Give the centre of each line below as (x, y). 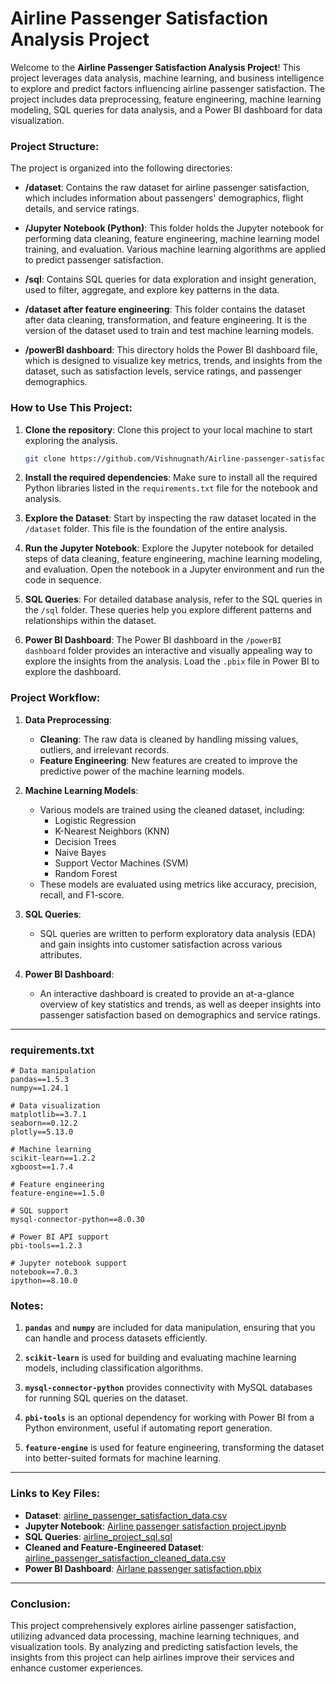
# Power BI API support (60, 1237)
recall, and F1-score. (82, 894)
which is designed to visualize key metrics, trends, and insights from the (173, 361)
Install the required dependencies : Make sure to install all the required (171, 478)
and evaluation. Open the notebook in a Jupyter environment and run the (174, 569)
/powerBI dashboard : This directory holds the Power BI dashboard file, (171, 350)
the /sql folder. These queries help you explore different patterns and (168, 610)
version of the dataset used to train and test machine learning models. (169, 331)
